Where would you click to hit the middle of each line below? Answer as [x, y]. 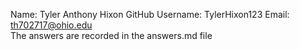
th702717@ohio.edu [51, 25]
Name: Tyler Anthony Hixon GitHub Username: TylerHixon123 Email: [150, 14]
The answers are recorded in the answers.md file [111, 35]
